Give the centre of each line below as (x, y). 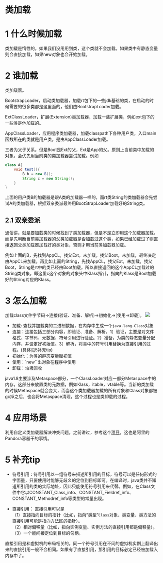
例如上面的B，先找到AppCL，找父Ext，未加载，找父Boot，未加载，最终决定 (81, 255)
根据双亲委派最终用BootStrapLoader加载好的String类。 (92, 203)
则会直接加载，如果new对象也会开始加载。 (48, 54)
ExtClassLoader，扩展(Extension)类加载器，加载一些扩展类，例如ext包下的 (80, 117)
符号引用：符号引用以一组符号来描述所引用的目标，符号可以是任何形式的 (84, 474)
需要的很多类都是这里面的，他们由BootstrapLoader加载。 (66, 107)
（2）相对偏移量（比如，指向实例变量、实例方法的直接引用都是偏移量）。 (85, 527)
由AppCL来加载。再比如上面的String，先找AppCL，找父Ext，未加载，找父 (79, 261)
